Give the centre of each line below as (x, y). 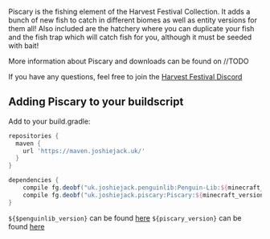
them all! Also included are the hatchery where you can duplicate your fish (131, 28)
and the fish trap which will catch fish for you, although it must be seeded (130, 37)
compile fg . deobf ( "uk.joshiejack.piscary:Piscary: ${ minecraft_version (143, 195)
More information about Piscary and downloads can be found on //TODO (129, 61)
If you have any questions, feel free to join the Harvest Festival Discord (125, 77)
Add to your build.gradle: (49, 121)
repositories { (34, 136)
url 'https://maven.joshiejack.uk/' (84, 151)
